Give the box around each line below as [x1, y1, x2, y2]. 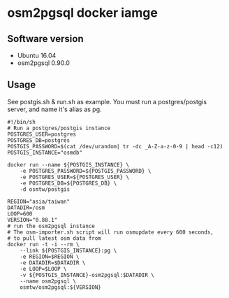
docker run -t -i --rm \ [7, 241, 80, 248]
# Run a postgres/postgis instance [7, 125, 111, 132]
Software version [7, 33, 84, 45]
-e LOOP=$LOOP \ [20, 265, 68, 272]
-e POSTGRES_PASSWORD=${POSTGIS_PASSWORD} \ [20, 167, 152, 174]
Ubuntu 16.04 [17, 51, 57, 59]
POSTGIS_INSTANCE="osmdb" [7, 149, 82, 156]
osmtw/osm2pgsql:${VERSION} [20, 283, 101, 291]
